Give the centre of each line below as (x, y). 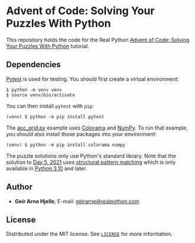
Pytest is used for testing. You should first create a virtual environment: (92, 79)
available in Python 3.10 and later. (47, 168)
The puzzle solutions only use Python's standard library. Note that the (91, 155)
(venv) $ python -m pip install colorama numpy (66, 145)
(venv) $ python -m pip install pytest (55, 116)
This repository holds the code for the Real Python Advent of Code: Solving (98, 40)
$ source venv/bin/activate (41, 95)
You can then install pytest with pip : (50, 106)
